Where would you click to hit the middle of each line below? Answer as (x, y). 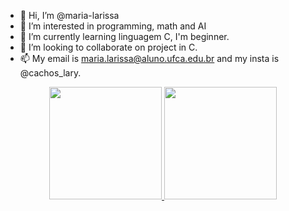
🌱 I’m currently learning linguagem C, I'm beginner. (124, 36)
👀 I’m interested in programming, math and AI (113, 26)
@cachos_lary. (50, 73)
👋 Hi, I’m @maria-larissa (69, 15)
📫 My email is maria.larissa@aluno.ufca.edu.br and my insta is (149, 58)
